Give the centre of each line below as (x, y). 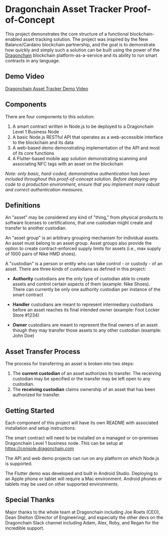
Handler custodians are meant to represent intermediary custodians (83, 304)
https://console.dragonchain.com (40, 448)
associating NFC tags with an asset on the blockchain (68, 164)
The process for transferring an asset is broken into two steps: (70, 364)
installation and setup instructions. (41, 428)
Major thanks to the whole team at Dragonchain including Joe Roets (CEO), (83, 512)
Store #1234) (26, 315)
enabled (14, 39)
